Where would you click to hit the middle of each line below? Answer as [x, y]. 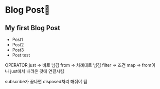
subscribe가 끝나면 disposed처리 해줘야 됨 [46, 81]
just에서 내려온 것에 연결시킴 [37, 71]
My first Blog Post [33, 28]
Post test [21, 55]
